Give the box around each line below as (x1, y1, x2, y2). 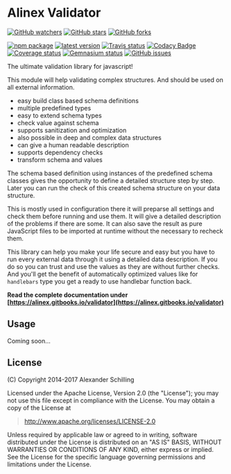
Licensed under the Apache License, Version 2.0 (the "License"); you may (7, 389, 219, 397)
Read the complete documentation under (7, 291, 128, 299)
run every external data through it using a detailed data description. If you (7, 255, 218, 263)
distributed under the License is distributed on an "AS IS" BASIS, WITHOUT (7, 438, 222, 446)
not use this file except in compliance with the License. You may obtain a (7, 396, 215, 404)
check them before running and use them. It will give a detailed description (7, 212, 221, 220)
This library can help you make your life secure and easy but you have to (7, 247, 215, 256)
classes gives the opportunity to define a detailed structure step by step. (7, 176, 215, 185)
